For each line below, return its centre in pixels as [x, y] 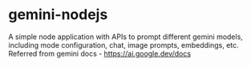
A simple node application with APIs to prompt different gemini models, [125, 37]
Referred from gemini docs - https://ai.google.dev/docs [99, 53]
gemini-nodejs [58, 15]
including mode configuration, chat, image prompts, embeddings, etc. [123, 45]
